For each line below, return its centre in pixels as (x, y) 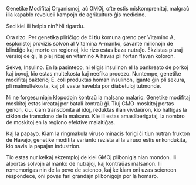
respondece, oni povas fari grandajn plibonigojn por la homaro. (82, 176)
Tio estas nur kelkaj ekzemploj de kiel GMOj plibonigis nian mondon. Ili (91, 157)
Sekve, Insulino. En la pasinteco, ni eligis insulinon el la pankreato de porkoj (97, 67)
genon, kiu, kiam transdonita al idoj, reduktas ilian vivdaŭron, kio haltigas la (97, 110)
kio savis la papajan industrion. (43, 146)
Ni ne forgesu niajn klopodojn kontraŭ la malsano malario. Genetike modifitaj (98, 97)
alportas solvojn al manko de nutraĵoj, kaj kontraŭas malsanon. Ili (84, 164)
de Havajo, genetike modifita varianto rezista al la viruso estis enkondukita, (97, 140)
